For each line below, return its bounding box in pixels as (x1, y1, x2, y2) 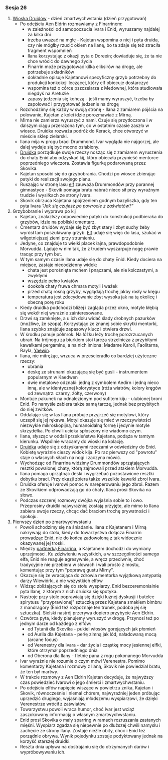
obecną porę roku (27, 299, 65, 305)
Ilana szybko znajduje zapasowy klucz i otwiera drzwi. (20, 326, 132, 332)
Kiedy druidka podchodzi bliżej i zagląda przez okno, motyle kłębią (20, 304, 158, 311)
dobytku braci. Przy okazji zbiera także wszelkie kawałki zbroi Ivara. (20, 476, 161, 482)
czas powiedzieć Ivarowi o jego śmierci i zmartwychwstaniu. (20, 679, 145, 685)
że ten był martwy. (20, 669, 59, 675)
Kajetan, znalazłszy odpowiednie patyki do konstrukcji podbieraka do (20, 214, 163, 220)
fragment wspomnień (27, 47, 72, 54)
